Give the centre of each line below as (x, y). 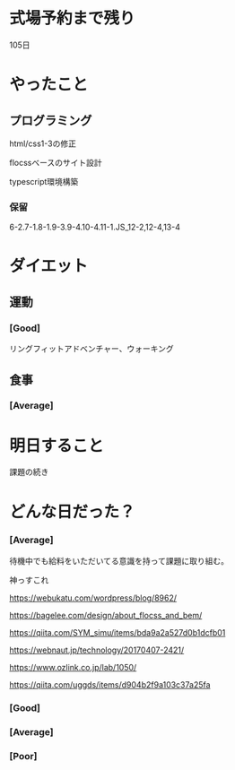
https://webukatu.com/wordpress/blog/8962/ (93, 598)
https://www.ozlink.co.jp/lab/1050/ (73, 667)
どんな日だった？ (73, 511)
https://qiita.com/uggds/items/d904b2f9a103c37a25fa (110, 684)
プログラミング (51, 121)
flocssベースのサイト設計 (56, 162)
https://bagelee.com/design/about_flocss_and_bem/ (106, 615)
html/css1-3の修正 (43, 143)
